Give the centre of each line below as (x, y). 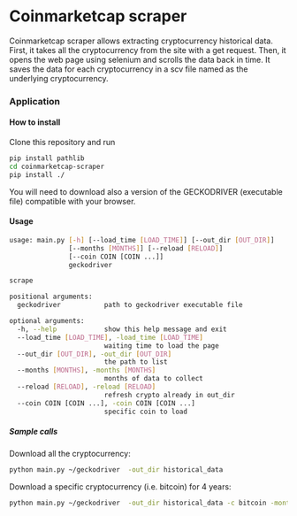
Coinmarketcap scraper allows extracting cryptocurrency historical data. (141, 41)
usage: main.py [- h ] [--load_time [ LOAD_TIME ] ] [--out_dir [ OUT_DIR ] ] (142, 240)
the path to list (136, 362)
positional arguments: (51, 297)
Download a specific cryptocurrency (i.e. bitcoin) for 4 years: (120, 487)
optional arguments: (47, 321)
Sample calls (34, 432)
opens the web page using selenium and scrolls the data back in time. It (140, 59)
